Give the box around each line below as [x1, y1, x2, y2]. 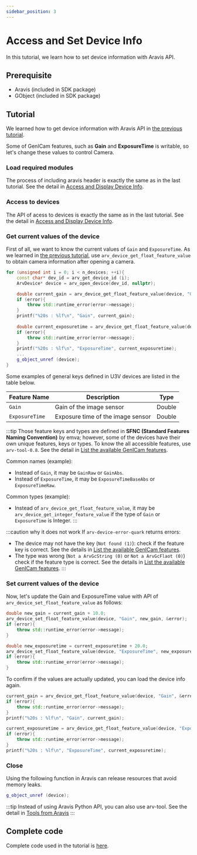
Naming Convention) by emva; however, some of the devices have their [6, 434, 181, 441]
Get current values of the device [6, 232, 100, 240]
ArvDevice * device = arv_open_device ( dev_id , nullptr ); [16, 280, 157, 286]
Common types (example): [6, 493, 70, 500]
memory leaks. [6, 781, 42, 789]
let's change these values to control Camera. [6, 149, 114, 156]
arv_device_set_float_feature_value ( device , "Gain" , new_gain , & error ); [6, 616, 188, 622]
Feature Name [9, 392, 50, 401]
